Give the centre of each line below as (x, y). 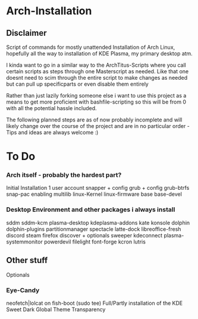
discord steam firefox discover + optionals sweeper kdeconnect (84, 235)
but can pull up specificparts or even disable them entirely (77, 84)
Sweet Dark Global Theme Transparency (56, 309)
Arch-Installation (49, 11)
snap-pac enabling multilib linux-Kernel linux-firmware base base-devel (94, 194)
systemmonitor (24, 242)
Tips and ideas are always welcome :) (52, 132)
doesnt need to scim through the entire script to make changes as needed (97, 78)
